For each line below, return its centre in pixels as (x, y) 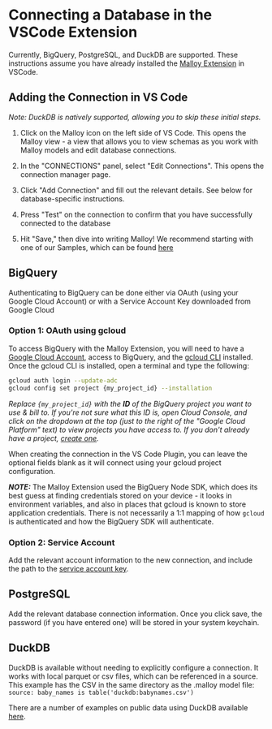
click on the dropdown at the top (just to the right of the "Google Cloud (127, 421)
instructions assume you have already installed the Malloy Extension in (127, 63)
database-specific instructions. (72, 198)
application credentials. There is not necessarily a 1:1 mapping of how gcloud (136, 512)
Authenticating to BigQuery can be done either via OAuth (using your (123, 292)
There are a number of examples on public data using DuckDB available (128, 707)
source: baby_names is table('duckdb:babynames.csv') (101, 692)
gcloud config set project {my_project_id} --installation (110, 388)
